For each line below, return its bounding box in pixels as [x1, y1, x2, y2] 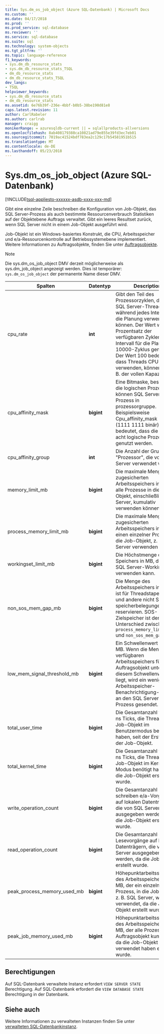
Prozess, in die [115, 888, 149, 895]
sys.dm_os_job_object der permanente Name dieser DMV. [5, 271, 121, 277]
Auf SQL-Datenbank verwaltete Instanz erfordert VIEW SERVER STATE [5, 981, 141, 986]
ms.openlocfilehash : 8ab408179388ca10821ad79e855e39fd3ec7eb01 [5, 130, 137, 135]
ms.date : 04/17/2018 [5, 16, 47, 21]
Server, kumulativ [115, 498, 156, 505]
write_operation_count [7, 804, 59, 811]
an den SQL [115, 695, 143, 701]
